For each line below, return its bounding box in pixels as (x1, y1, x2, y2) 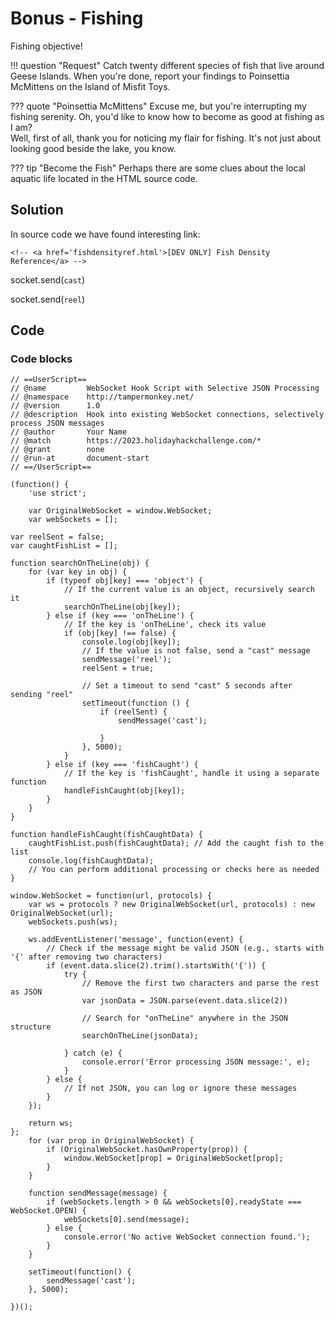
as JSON (10, 987, 43, 997)
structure (10, 1022, 52, 1032)
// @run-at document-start (10, 453, 150, 464)
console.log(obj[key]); (81, 637, 182, 647)
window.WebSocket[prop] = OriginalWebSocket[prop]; (63, 1153, 284, 1164)
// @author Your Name (10, 427, 128, 437)
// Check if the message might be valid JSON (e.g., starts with (46, 943, 325, 954)
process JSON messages (10, 418, 105, 429)
